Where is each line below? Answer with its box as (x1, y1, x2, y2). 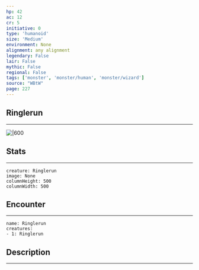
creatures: (6, 226, 33, 232)
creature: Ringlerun (6, 167, 57, 174)
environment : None (6, 42, 52, 48)
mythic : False (6, 63, 41, 70)
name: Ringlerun (6, 221, 46, 227)
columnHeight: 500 (6, 178, 52, 184)
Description (6, 247, 50, 257)
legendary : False (6, 53, 49, 59)
